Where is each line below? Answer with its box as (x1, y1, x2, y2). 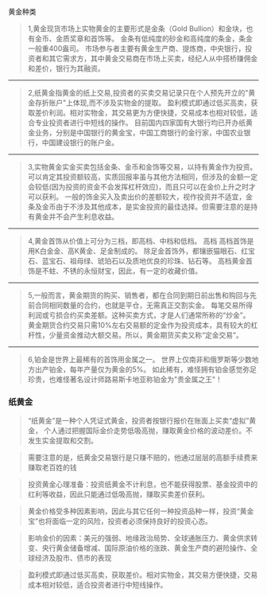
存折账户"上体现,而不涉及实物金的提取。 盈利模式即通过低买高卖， (34, 98, 252, 107)
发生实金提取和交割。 (27, 436, 98, 446)
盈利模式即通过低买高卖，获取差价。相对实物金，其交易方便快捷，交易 (27, 570, 258, 579)
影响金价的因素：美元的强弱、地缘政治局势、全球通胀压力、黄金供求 (27, 533, 251, 543)
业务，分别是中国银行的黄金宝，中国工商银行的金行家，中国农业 (34, 128, 244, 137)
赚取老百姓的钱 (27, 462, 77, 472)
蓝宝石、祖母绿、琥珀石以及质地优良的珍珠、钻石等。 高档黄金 (41, 256, 246, 265)
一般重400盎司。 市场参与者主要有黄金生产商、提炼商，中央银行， (27, 44, 246, 53)
